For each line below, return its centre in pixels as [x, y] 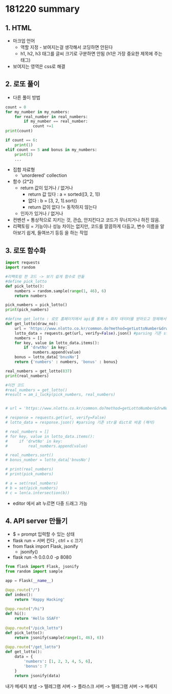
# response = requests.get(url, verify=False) [56, 418]
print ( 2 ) [24, 154]
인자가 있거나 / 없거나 [42, 214]
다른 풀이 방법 [26, 97]
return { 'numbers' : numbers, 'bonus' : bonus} [66, 362]
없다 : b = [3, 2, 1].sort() [52, 201]
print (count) [19, 131]
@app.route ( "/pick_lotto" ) [34, 628]
